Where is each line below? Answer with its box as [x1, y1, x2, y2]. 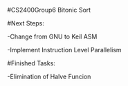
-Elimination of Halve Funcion [7, 72, 91, 80]
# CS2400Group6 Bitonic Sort [7, 6, 91, 14]
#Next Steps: [7, 19, 45, 27]
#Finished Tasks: [7, 59, 55, 67]
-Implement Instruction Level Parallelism [7, 46, 122, 54]
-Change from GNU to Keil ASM [7, 32, 98, 41]
